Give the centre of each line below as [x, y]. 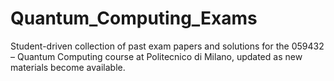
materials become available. [68, 67]
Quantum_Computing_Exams [134, 18]
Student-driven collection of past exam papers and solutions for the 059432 [167, 46]
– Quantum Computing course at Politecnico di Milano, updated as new [156, 56]
